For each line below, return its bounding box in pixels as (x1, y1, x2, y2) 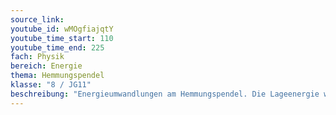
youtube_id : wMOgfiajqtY (10, 24, 114, 34)
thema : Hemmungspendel (10, 71, 105, 81)
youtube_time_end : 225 (10, 42, 105, 53)
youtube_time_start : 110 (10, 33, 114, 43)
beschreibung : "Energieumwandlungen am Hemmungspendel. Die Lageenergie (10, 89, 320, 99)
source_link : (10, 14, 65, 25)
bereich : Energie (10, 61, 83, 71)
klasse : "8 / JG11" (10, 80, 92, 90)
